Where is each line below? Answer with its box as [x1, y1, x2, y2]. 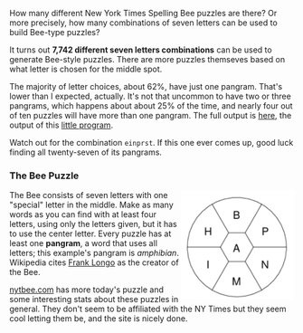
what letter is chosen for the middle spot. [9, 63, 163, 74]
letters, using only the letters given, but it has [9, 219, 178, 230]
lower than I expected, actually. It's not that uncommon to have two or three [9, 90, 291, 101]
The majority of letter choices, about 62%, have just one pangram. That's [9, 81, 283, 91]
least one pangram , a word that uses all [9, 238, 158, 249]
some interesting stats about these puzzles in [9, 294, 179, 305]
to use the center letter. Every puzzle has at [9, 228, 172, 239]
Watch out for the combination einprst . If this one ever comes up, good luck [9, 138, 294, 147]
